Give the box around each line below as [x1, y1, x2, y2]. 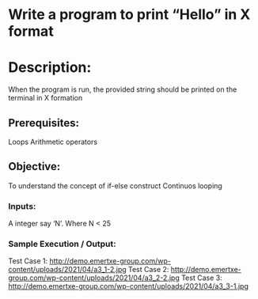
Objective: [8, 160, 61, 173]
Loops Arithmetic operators [8, 137, 98, 146]
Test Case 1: [8, 256, 48, 266]
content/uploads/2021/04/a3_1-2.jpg [8, 265, 127, 274]
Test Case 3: [180, 273, 223, 282]
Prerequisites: [8, 116, 79, 130]
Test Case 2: [127, 265, 169, 274]
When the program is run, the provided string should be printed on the [8, 85, 237, 94]
